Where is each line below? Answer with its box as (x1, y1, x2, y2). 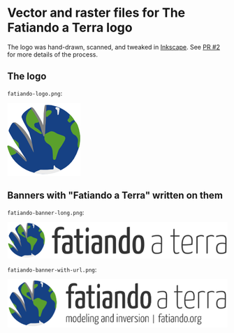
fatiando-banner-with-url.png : (7, 265, 97, 274)
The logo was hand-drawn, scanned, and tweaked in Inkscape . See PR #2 (7, 43, 221, 51)
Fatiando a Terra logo (7, 20, 133, 36)
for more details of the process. (7, 50, 98, 59)
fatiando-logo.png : (7, 89, 63, 97)
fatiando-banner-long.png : (7, 208, 85, 216)
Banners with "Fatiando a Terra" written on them (7, 190, 224, 202)
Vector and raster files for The (7, 5, 186, 21)
